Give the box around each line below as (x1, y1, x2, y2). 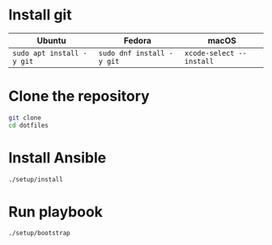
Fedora (124, 35, 152, 46)
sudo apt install (12, 49, 79, 57)
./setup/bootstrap (8, 229, 70, 238)
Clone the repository (8, 87, 150, 106)
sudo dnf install (98, 49, 165, 57)
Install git (8, 6, 72, 24)
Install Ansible (8, 148, 107, 167)
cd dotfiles (8, 121, 49, 129)
